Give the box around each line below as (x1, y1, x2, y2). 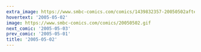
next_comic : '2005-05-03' (6, 25, 71, 32)
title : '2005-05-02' (6, 36, 58, 42)
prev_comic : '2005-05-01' (6, 31, 71, 37)
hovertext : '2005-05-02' (6, 14, 68, 20)
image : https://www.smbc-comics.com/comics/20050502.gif (6, 20, 151, 26)
